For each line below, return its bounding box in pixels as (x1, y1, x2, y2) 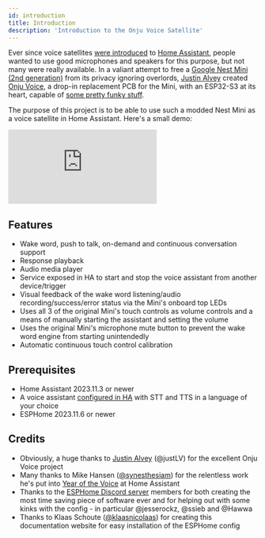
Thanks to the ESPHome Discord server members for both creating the (19, 486, 251, 496)
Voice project (19, 461, 63, 471)
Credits (8, 433, 46, 446)
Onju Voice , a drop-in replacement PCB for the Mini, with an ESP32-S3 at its (8, 82, 256, 91)
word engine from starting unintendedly (19, 332, 150, 341)
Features (8, 218, 53, 231)
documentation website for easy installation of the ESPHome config (19, 521, 240, 530)
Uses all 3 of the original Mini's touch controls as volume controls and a (19, 307, 253, 316)
